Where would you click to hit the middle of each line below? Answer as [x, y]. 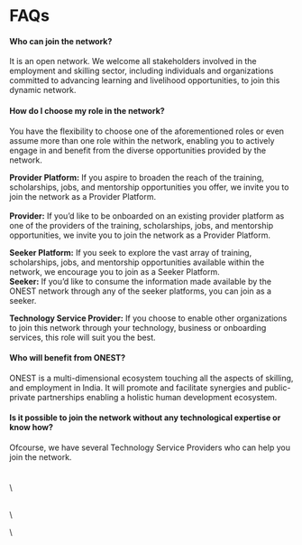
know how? [32, 428]
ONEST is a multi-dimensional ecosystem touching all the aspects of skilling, [151, 378]
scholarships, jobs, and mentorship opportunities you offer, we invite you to [149, 187]
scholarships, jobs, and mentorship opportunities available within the [137, 262]
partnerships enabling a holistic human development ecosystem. [157, 397]
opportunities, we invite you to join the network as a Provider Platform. [140, 235]
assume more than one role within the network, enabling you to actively [142, 140]
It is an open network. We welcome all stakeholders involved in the [133, 61]
